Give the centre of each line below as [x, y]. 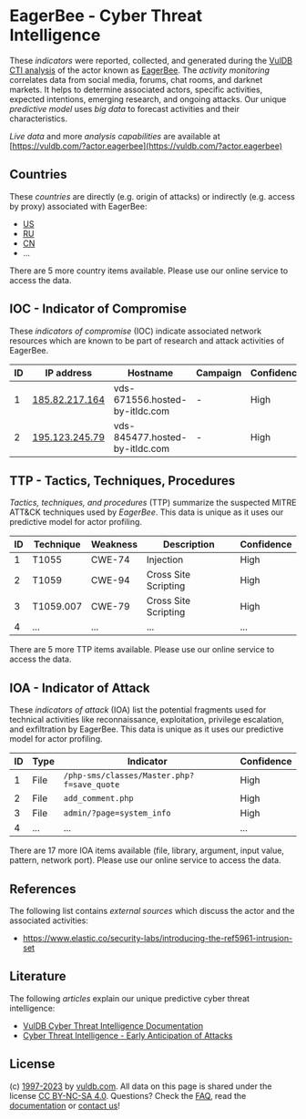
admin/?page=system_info [117, 813]
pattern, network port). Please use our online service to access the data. [145, 860]
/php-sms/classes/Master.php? [129, 776]
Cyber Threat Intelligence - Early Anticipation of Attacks [127, 1035]
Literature [38, 976]
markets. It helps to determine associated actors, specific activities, [136, 89]
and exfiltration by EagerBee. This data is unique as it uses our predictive [147, 729]
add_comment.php [98, 799]
